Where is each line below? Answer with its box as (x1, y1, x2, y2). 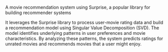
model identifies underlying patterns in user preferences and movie (5, 30, 146, 36)
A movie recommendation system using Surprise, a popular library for (5, 5, 151, 10)
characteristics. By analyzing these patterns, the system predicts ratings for (5, 35, 163, 41)
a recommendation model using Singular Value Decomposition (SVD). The (5, 25, 159, 31)
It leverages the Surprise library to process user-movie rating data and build (5, 20, 163, 25)
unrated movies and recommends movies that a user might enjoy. (5, 41, 142, 47)
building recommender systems (5, 10, 71, 16)
